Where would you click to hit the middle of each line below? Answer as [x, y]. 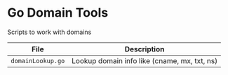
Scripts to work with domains [49, 32]
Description [145, 49]
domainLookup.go [38, 61]
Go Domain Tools [58, 13]
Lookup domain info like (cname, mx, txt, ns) [145, 60]
